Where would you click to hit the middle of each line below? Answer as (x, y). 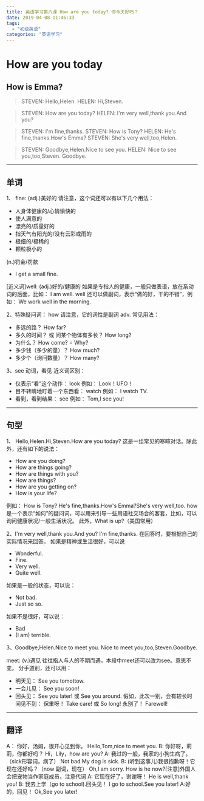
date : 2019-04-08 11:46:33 (40, 18)
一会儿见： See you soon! (47, 688)
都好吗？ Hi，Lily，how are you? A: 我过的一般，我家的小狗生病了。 (107, 754)
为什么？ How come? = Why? (52, 342)
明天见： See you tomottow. (50, 681)
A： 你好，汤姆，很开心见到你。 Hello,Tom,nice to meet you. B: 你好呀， (97, 746)
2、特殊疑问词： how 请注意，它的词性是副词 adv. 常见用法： (83, 314)
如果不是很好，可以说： (36, 616)
